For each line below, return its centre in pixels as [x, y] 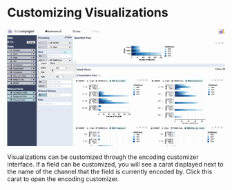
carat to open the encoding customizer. [63, 179]
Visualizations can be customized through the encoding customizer [103, 157]
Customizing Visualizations [88, 13]
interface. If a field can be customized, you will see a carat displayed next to [115, 164]
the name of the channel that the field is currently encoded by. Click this [110, 171]
